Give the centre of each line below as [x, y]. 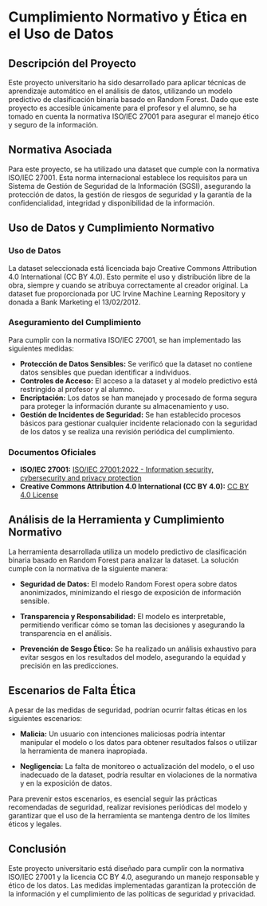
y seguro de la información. [53, 125]
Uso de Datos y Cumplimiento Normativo [112, 228]
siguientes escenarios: [45, 718]
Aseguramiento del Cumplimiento [75, 323]
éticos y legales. [35, 824]
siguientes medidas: [41, 348]
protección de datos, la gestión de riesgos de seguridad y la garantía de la [130, 194]
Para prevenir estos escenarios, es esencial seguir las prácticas [113, 798]
